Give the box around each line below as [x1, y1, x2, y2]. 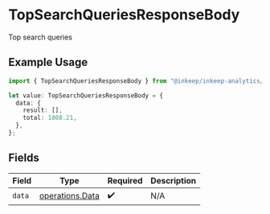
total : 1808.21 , [22, 114, 78, 122]
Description [150, 175, 197, 186]
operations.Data [39, 191, 100, 202]
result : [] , [22, 106, 63, 114]
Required [107, 175, 143, 186]
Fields [8, 151, 40, 165]
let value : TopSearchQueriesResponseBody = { [8, 91, 163, 100]
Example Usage [8, 56, 88, 69]
